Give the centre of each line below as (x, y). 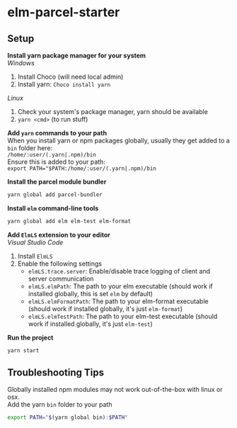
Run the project (30, 337)
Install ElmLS (35, 256)
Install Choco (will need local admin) (70, 77)
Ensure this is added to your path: (57, 162)
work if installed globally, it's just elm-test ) (91, 324)
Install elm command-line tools (53, 208)
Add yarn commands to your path (57, 133)
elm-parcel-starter (64, 12)
